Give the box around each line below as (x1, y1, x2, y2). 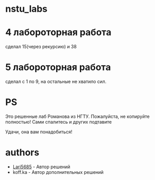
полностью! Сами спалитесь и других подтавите (5, 119, 112, 125)
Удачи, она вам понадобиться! (5, 129, 73, 135)
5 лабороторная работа (5, 62, 111, 73)
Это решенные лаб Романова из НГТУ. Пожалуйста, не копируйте (5, 113, 150, 119)
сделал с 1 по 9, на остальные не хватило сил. (5, 78, 106, 85)
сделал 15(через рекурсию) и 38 (5, 44, 77, 50)
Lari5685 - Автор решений (12, 164, 71, 170)
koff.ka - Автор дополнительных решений (12, 169, 104, 175)
